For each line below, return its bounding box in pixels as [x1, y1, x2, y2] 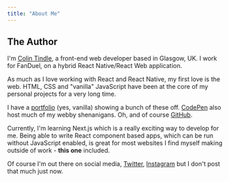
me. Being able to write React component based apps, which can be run [7, 131, 214, 140]
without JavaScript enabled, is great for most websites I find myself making [7, 139, 223, 147]
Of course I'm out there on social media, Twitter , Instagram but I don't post [7, 160, 221, 168]
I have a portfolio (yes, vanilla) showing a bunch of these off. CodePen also [7, 104, 221, 112]
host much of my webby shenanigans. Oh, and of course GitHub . [7, 110, 193, 119]
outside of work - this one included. [7, 147, 110, 155]
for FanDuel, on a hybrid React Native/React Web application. [7, 62, 183, 70]
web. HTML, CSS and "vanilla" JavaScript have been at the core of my [7, 83, 208, 91]
